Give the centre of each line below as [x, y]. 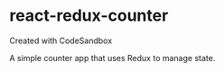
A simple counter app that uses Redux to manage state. [112, 58]
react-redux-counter [89, 16]
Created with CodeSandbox [61, 40]
